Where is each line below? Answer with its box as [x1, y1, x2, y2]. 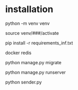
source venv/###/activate [5, 30, 59, 36]
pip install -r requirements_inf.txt [5, 39, 73, 46]
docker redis [5, 50, 32, 56]
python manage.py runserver [5, 69, 66, 75]
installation [5, 4, 54, 15]
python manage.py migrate [5, 59, 62, 65]
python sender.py [5, 79, 42, 85]
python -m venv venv [5, 20, 50, 26]
